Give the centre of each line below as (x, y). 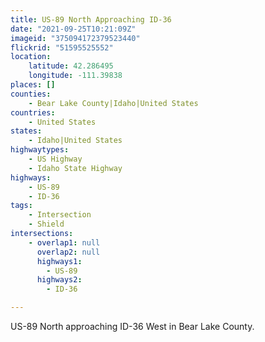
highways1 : (59, 261)
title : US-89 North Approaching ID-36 (91, 19)
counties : (31, 94)
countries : (33, 112)
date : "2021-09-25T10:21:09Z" (73, 29)
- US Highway (55, 159)
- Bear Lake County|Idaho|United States (113, 103)
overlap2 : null (68, 252)
